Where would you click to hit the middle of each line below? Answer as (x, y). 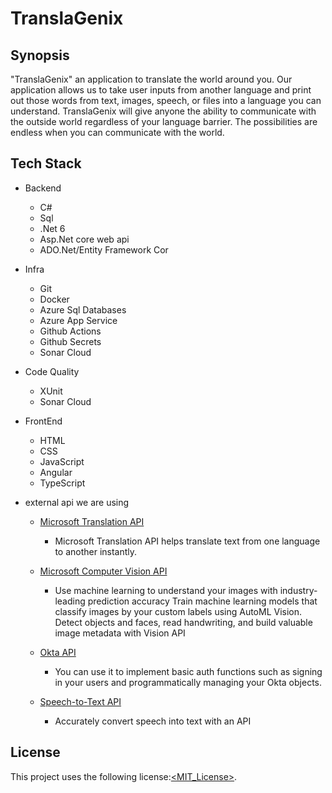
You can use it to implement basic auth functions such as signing (188, 671)
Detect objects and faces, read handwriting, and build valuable (183, 622)
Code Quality (52, 371)
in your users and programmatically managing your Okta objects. (188, 682)
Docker (54, 299)
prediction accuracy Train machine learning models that (202, 601)
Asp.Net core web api (84, 239)
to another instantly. (96, 551)
